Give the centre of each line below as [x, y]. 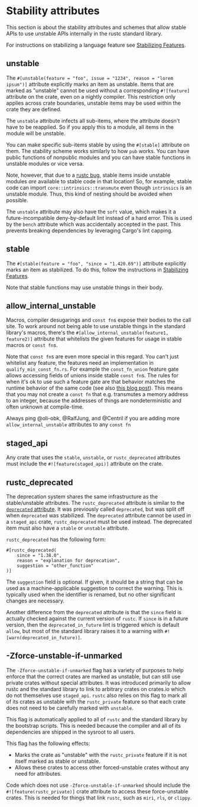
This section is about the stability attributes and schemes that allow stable [96, 27]
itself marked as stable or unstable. [57, 761]
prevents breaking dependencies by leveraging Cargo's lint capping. [90, 230]
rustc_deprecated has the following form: [56, 539]
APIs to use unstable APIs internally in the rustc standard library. [84, 33]
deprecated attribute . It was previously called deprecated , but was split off [95, 509]
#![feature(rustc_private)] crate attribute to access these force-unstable [97, 791]
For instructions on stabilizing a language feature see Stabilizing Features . [96, 45]
